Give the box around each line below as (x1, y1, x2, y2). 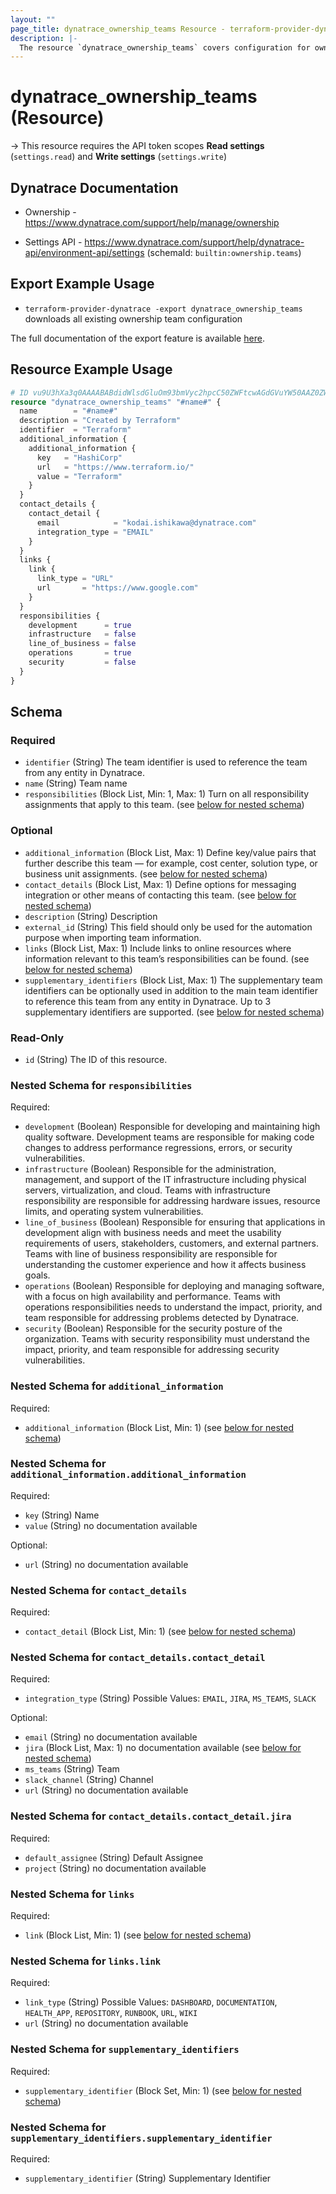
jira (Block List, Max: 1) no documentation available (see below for (24, 1742, 302, 1754)
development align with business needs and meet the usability (24, 1227, 282, 1239)
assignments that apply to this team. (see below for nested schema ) (24, 799, 305, 811)
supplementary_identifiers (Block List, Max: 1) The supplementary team (24, 974, 323, 986)
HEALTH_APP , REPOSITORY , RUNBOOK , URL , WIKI (24, 2007, 198, 2019)
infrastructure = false (28, 629, 137, 640)
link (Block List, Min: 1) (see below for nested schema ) (24, 1929, 252, 1941)
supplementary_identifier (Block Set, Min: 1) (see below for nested (24, 2084, 302, 2096)
